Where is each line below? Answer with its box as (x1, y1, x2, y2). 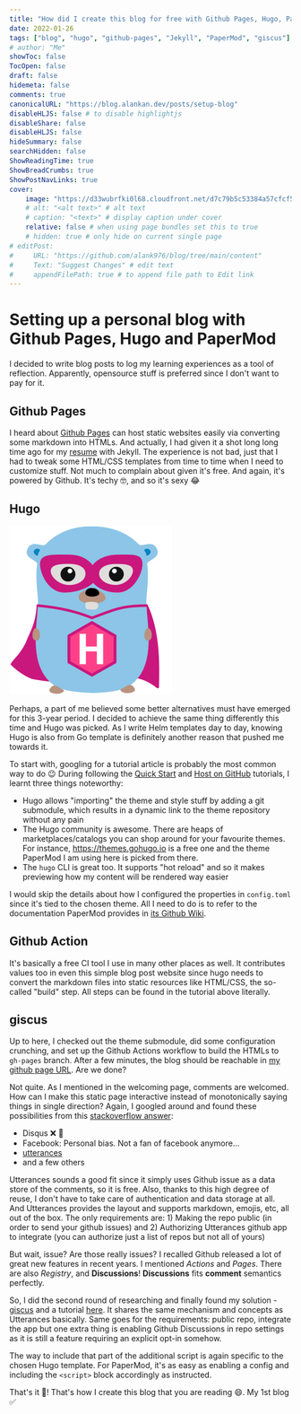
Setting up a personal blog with (9, 310, 246, 330)
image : (25, 194, 50, 204)
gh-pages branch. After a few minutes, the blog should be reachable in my (9, 1055, 280, 1066)
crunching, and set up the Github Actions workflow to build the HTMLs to (9, 1045, 279, 1056)
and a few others (21, 1157, 85, 1168)
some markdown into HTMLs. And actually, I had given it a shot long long (9, 437, 279, 448)
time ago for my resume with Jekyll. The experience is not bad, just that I (9, 447, 279, 457)
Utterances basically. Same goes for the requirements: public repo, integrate (9, 1314, 291, 1325)
